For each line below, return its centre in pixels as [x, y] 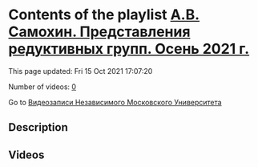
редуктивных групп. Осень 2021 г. [129, 49]
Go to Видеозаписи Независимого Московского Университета [115, 102]
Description [38, 127]
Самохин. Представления [99, 32]
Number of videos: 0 [42, 87]
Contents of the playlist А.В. [104, 15]
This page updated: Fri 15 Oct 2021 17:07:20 [81, 71]
